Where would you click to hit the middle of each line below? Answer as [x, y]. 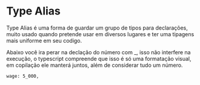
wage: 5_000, [23, 76]
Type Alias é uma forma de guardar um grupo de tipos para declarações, [97, 28]
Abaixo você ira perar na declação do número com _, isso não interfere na [98, 52]
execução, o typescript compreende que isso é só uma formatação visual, [99, 58]
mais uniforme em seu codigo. [44, 40]
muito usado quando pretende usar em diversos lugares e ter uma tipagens [100, 34]
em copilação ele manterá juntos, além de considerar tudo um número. [95, 65]
